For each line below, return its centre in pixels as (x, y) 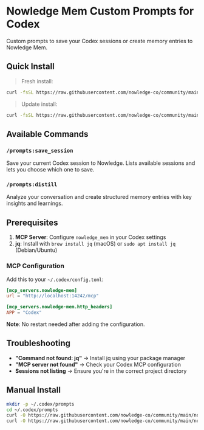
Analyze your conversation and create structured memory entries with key (99, 197)
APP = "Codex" (24, 313)
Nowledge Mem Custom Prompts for (100, 11)
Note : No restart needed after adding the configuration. (76, 324)
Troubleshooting (39, 343)
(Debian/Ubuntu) (36, 250)
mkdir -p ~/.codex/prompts (40, 404)
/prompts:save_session (40, 151)
